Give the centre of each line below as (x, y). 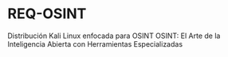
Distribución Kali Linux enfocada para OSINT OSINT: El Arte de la (114, 36)
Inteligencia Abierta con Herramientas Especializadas (95, 44)
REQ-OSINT (47, 14)
